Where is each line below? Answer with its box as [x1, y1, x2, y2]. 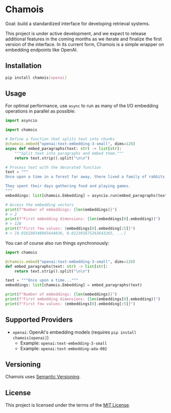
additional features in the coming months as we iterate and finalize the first [5, 36, 162, 42]
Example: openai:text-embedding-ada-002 [20, 345, 107, 351]
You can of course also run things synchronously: [5, 240, 109, 246]
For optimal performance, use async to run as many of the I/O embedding [5, 103, 159, 109]
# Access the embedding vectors [5, 202, 74, 208]
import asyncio [5, 118, 38, 123]
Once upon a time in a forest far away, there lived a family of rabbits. [5, 174, 167, 179]
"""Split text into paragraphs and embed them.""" [14, 151, 124, 156]
